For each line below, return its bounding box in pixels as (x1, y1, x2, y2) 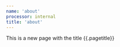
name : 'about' (6, 8, 41, 14)
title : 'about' (6, 19, 43, 25)
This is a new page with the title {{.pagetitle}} (6, 35, 115, 42)
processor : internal (6, 14, 57, 19)
